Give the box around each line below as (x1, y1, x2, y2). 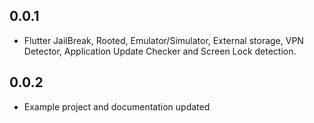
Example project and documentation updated (23, 100, 211, 113)
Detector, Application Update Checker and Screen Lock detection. (23, 45, 297, 57)
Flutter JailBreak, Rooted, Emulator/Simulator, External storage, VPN (23, 34, 304, 46)
